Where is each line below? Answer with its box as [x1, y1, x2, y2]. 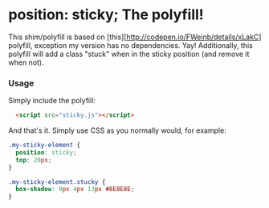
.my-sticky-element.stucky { [8, 178, 106, 186]
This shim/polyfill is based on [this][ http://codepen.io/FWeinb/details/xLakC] [8, 32, 262, 42]
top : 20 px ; [15, 156, 52, 164]
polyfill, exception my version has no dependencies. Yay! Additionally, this [8, 40, 253, 50]
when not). [8, 58, 44, 67]
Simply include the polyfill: [8, 96, 96, 106]
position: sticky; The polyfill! [8, 6, 205, 24]
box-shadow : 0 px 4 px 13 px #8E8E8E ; [15, 186, 135, 194]
